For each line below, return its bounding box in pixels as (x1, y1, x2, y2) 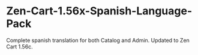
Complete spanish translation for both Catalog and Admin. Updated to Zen (6, 36, 190, 44)
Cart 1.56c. (6, 43, 33, 50)
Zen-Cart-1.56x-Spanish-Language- (6, 4, 193, 18)
